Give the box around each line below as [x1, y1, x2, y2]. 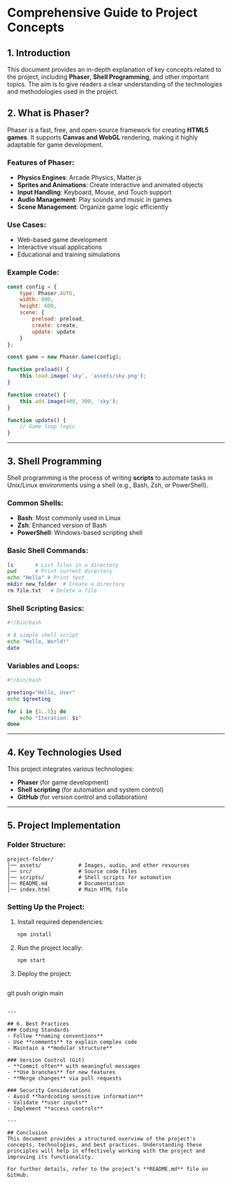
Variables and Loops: [7, 661, 80, 670]
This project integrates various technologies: [7, 765, 135, 773]
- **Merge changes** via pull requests [7, 1075, 122, 1082]
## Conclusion [7, 1129, 48, 1136]
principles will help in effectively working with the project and [7, 1147, 206, 1154]
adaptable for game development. [7, 140, 104, 149]
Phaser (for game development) [17, 778, 109, 787]
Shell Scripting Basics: [7, 603, 85, 613]
